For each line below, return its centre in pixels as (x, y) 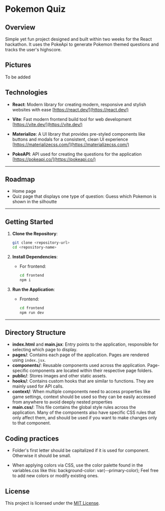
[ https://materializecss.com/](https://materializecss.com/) (71, 145)
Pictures (18, 65)
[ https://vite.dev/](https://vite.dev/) (47, 124)
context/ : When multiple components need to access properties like (81, 392)
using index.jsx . (29, 360)
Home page (24, 191)
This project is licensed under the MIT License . (53, 503)
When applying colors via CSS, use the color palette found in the (78, 465)
